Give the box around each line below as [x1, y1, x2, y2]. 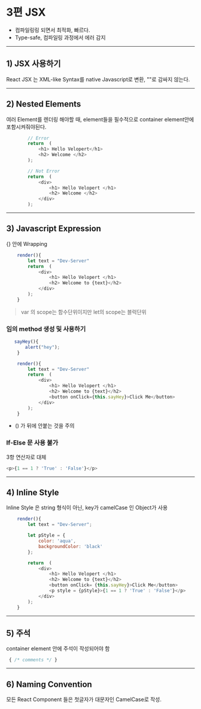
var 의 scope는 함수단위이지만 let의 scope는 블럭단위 [20, 308, 147, 315]
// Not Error [28, 168, 60, 174]
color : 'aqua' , [38, 538, 77, 544]
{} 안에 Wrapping [6, 240, 48, 247]
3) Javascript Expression [6, 224, 102, 234]
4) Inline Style [6, 487, 59, 497]
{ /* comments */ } [8, 657, 58, 663]
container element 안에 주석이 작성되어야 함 [6, 645, 110, 652]
